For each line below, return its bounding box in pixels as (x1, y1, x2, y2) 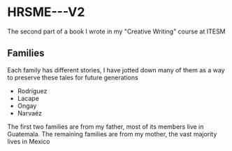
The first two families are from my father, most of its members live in (7, 122, 204, 131)
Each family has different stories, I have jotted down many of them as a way (7, 65, 225, 74)
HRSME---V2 (7, 4, 85, 20)
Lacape (17, 94, 40, 102)
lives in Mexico (7, 137, 50, 145)
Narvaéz (17, 109, 43, 117)
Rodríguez (17, 86, 48, 95)
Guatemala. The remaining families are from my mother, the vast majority (7, 129, 217, 138)
